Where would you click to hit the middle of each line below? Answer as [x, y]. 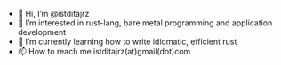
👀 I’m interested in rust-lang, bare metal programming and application [145, 23]
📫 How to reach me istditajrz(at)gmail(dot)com [104, 51]
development [42, 32]
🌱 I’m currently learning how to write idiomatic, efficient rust [127, 41]
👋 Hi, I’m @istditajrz [53, 14]
